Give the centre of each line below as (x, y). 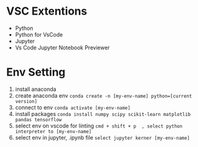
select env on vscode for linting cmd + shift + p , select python (99, 126)
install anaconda (36, 89)
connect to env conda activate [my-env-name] (73, 107)
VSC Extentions (47, 11)
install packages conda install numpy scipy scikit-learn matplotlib (103, 113)
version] (26, 101)
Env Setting (36, 72)
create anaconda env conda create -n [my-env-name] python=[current (104, 95)
